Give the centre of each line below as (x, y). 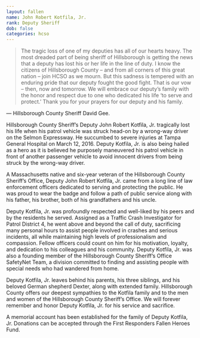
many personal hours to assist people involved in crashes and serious (92, 231)
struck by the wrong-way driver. (46, 163)
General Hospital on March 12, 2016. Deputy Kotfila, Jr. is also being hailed (98, 144)
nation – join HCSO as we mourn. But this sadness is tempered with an (107, 76)
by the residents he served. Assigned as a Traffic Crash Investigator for (94, 218)
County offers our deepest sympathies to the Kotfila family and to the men (97, 293)
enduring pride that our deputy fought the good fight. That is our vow (106, 83)
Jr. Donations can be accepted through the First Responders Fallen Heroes (98, 324)
